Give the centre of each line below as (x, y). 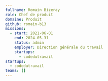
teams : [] (16, 71)
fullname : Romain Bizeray (32, 10)
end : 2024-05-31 (32, 38)
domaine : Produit (24, 19)
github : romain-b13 (26, 24)
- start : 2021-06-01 (31, 33)
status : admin (29, 43)
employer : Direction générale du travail (59, 47)
